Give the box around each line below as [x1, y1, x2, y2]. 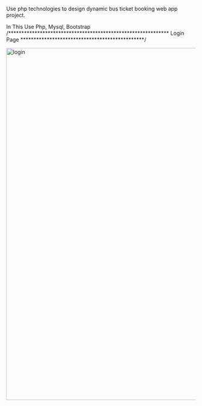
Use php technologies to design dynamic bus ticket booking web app [6, 5, 178, 12]
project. [6, 11, 26, 19]
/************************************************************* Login [6, 30, 185, 37]
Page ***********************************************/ [6, 36, 147, 43]
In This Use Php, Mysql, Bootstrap [6, 23, 91, 30]
